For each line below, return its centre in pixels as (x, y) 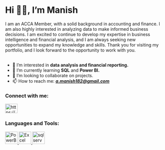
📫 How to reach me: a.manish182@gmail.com (61, 81)
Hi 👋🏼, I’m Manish (41, 10)
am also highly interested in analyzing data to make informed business (77, 29)
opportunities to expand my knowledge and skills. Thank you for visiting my (82, 45)
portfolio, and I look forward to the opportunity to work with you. (70, 50)
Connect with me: (27, 96)
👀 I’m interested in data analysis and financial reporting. (70, 65)
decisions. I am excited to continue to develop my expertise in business (78, 34)
